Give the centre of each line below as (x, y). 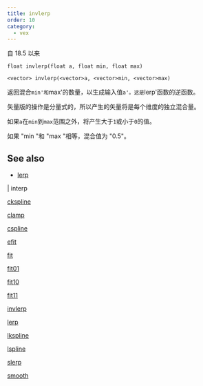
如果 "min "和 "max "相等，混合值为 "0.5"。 (69, 136)
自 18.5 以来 (24, 53)
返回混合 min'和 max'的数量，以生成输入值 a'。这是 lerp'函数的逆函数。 (103, 92)
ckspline (19, 202)
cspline (18, 229)
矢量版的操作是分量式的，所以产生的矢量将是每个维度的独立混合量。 (104, 107)
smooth (18, 376)
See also (26, 158)
